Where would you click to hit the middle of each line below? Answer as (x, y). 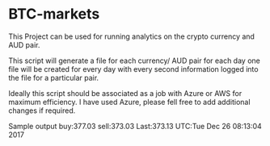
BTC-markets (54, 14)
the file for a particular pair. (54, 77)
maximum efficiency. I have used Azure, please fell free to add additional (129, 102)
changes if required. (42, 111)
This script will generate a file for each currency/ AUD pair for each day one (134, 60)
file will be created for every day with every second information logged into (133, 69)
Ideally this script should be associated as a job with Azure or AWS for (125, 93)
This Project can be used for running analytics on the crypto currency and (131, 36)
